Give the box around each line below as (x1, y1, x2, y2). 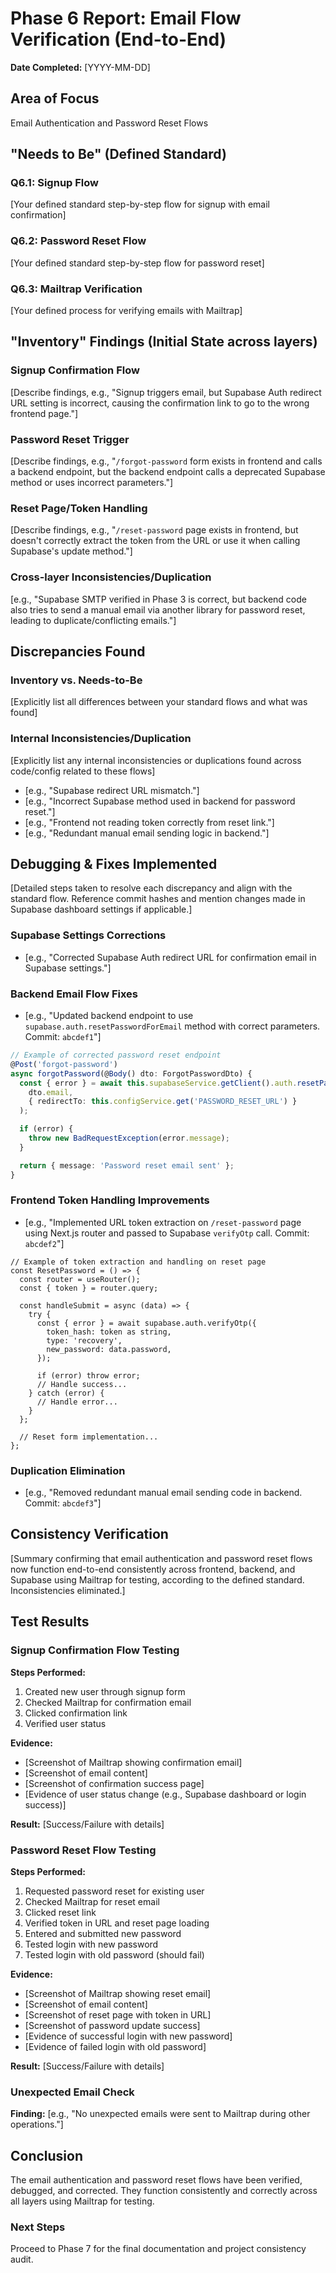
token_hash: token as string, (46, 1327, 172, 1337)
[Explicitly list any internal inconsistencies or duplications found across (10, 754, 302, 766)
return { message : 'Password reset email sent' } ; (19, 1160, 235, 1171)
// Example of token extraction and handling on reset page (10, 1257, 267, 1267)
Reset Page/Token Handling (10, 501, 148, 515)
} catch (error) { (28, 1388, 105, 1398)
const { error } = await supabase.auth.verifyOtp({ (36, 1318, 257, 1328)
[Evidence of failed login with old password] (24, 2040, 207, 2052)
